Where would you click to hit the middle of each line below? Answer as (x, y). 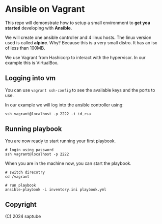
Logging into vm (30, 78)
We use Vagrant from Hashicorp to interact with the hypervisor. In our (75, 57)
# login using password (29, 150)
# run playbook (21, 185)
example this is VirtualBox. (32, 63)
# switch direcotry (25, 172)
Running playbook (34, 129)
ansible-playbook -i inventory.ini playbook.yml (56, 190)
